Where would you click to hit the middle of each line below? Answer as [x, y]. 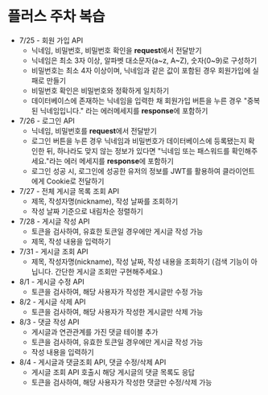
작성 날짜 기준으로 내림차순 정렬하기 [87, 211]
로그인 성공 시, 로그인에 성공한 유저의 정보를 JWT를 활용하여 [126, 171]
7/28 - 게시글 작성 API [54, 221]
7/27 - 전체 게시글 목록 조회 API [69, 191]
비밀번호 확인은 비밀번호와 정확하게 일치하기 [100, 90]
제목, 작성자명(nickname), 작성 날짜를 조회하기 [105, 201]
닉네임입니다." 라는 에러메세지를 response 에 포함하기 [124, 110]
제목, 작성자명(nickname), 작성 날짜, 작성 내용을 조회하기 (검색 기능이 [140, 261]
